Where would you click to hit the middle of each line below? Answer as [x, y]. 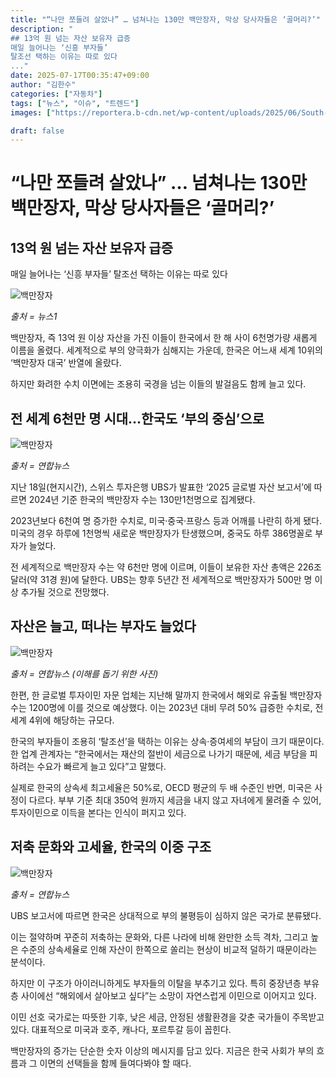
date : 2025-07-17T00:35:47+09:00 [80, 76]
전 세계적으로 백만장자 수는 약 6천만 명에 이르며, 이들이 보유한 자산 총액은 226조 [166, 567]
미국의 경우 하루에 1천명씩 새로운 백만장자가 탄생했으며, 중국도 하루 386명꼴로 [161, 533]
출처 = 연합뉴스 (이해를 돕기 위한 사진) [84, 673]
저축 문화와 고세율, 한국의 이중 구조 [111, 847]
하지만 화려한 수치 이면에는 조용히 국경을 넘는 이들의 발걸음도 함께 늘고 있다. [158, 384]
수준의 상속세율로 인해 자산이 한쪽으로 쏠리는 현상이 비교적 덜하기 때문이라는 [169, 949]
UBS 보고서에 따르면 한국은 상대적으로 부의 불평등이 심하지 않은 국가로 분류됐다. [166, 915]
